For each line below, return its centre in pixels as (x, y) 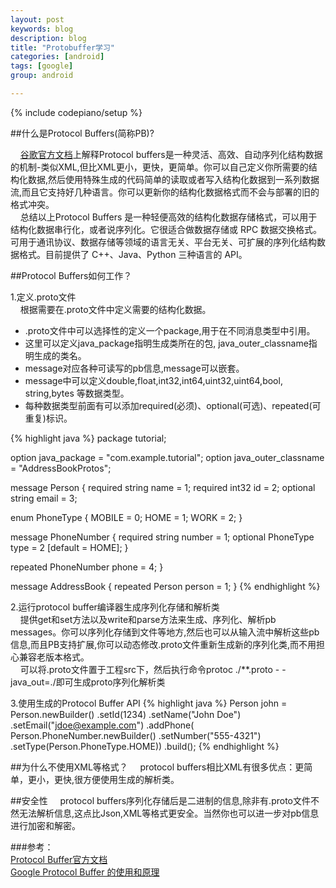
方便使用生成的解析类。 (131, 779)
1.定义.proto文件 (43, 297)
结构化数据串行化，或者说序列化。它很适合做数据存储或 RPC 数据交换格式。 (166, 229)
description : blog (48, 38)
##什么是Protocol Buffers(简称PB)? (82, 133)
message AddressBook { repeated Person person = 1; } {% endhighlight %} (165, 586)
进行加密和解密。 (45, 825)
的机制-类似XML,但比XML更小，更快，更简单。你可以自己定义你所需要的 (159, 167)
